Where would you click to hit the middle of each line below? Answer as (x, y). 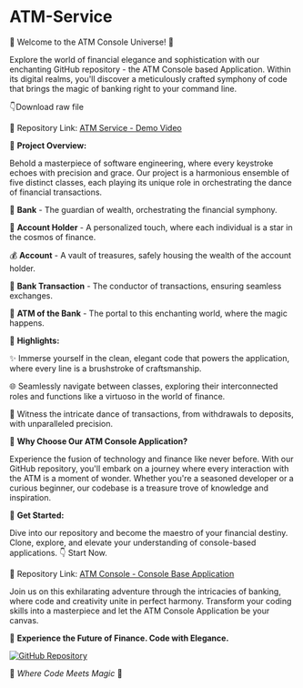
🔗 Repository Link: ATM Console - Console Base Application (122, 573)
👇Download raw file (47, 106)
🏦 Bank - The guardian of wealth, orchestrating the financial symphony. (143, 209)
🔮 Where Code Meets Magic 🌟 (66, 673)
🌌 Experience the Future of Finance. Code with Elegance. (119, 638)
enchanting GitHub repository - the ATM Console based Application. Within (150, 69)
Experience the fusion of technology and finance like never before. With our (151, 459)
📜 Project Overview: (48, 145)
